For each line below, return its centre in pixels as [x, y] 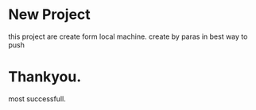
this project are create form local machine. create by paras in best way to [128, 36]
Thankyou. [45, 77]
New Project [50, 15]
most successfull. [37, 99]
